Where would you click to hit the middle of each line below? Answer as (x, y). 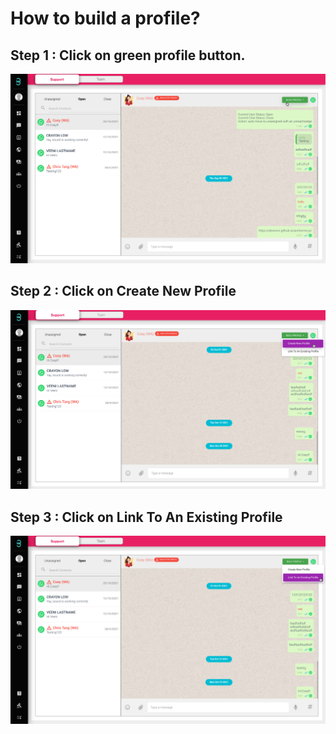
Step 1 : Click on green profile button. (128, 55)
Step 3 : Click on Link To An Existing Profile (146, 517)
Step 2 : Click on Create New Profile (123, 291)
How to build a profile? (105, 18)
